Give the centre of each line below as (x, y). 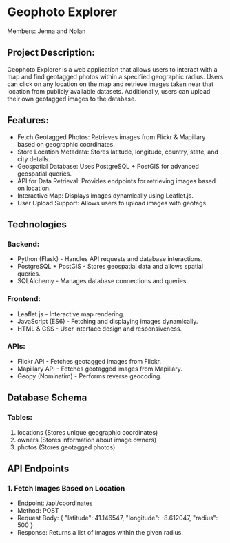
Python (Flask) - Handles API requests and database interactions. (110, 259)
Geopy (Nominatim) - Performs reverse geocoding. (89, 376)
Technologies (37, 224)
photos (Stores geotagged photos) (66, 447)
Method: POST (38, 511)
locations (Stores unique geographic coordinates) (87, 432)
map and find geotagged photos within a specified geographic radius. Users (115, 76)
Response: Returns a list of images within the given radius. (100, 533)
